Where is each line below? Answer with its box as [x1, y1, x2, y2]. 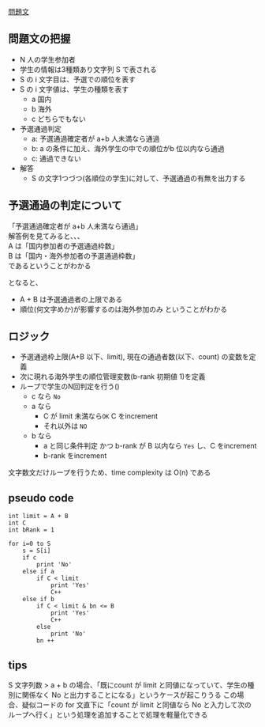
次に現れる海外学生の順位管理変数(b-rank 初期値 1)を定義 [19, 372, 206, 381]
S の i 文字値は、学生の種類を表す [19, 84, 129, 93]
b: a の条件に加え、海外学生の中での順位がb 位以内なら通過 [31, 143, 225, 153]
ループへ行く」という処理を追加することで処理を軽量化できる [8, 710, 208, 720]
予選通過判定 [19, 123, 62, 133]
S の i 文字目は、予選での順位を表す [19, 74, 136, 84]
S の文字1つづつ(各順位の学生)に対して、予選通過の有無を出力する [31, 173, 246, 183]
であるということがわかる [8, 260, 91, 271]
